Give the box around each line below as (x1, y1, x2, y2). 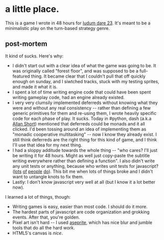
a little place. (5, 3, 60, 15)
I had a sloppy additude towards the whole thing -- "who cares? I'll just (12, 147, 158, 153)
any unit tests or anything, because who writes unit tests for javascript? (12, 163, 159, 169)
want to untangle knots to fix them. (12, 173, 84, 180)
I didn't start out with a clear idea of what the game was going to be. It (12, 62, 157, 68)
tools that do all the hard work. (12, 225, 75, 231)
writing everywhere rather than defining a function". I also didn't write (12, 158, 155, 164)
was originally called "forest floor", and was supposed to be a (12, 68, 139, 74)
